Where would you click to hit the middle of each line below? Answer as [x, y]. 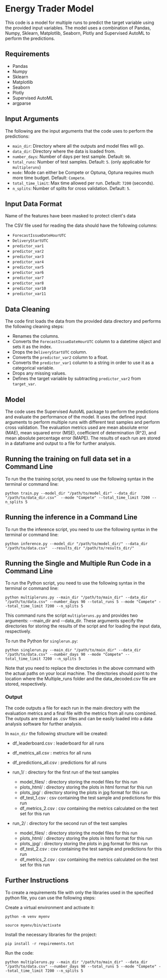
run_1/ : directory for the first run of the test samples [66, 772]
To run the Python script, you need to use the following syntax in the [75, 583]
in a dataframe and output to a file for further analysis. [60, 443]
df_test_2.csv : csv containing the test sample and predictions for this [91, 849]
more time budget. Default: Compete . [49, 178]
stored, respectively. [26, 684]
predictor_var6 [28, 273]
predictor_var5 [28, 267]
